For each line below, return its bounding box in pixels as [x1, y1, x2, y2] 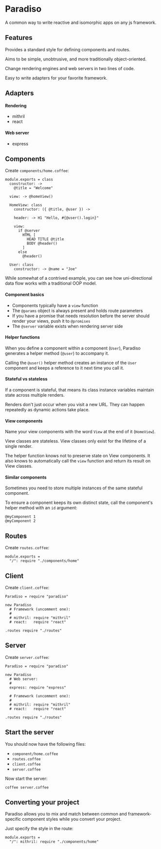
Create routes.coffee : [5, 545, 50, 551]
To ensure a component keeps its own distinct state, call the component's [5, 500, 153, 505]
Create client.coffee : [5, 585, 50, 590]
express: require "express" [9, 685, 67, 690]
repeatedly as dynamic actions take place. [5, 406, 90, 412]
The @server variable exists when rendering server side [12, 323, 123, 329]
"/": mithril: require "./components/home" [9, 839, 99, 844]
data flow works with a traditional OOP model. [5, 280, 97, 286]
